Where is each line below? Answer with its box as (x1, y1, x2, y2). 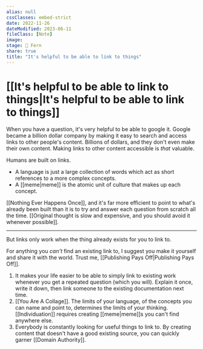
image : (6, 37, 23, 43)
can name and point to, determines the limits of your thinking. (14, 304, 168, 311)
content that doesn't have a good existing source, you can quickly (14, 330, 179, 337)
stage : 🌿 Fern (6, 43, 42, 49)
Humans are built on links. (6, 156, 71, 164)
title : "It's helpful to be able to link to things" (6, 54, 142, 60)
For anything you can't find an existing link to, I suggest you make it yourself (6, 247, 196, 254)
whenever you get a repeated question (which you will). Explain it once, (14, 278, 193, 286)
